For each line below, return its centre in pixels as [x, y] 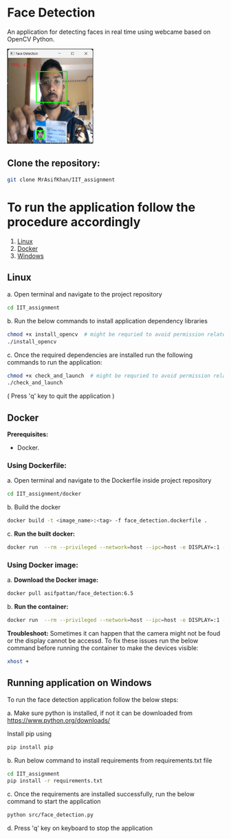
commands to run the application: [55, 362]
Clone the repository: [54, 163]
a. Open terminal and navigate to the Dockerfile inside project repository [109, 481]
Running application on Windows [80, 683]
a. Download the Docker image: [53, 580]
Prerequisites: [28, 434]
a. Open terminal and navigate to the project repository [85, 294]
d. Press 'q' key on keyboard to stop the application [80, 828]
